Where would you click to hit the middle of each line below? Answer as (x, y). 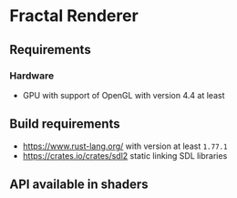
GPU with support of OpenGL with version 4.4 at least (124, 95)
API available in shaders (79, 185)
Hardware (32, 76)
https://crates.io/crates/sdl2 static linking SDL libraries (125, 155)
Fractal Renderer (74, 16)
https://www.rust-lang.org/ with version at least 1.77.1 (125, 146)
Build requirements (65, 124)
